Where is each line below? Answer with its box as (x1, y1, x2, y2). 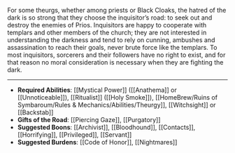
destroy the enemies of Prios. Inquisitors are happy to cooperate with (7, 21, 207, 29)
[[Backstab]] (17, 108, 54, 117)
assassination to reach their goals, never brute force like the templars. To (7, 44, 218, 51)
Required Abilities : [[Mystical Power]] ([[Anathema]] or (17, 86, 177, 94)
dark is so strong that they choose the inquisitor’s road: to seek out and (7, 13, 213, 22)
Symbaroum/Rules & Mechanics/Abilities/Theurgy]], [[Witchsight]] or (17, 101, 216, 109)
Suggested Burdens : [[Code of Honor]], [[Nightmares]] (17, 138, 178, 146)
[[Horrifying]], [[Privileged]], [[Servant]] (17, 131, 132, 139)
